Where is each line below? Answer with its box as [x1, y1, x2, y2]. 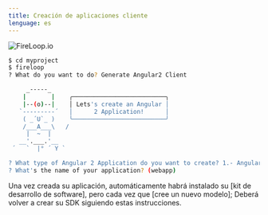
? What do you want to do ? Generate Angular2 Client [8, 71, 187, 80]
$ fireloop [8, 64, 45, 72]
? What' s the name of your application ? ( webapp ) [8, 166, 177, 174]
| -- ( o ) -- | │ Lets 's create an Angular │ [22, 100, 170, 108]
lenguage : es [8, 19, 52, 27]
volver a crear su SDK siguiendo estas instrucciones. [8, 197, 182, 207]
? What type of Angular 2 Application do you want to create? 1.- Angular [8, 159, 262, 167]
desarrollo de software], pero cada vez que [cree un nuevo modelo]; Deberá [8, 189, 259, 199]
